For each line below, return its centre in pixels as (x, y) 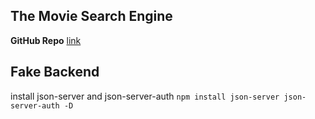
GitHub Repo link (46, 40)
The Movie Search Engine (91, 16)
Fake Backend (55, 72)
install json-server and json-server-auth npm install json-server (145, 96)
